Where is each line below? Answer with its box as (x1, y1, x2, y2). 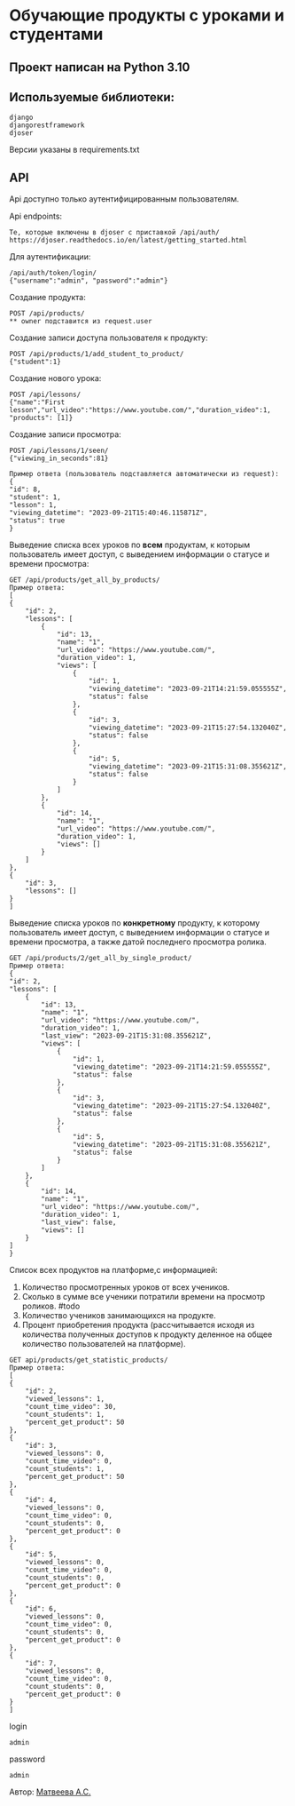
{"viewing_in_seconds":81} (9, 454, 109, 463)
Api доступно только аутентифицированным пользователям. (9, 194, 239, 204)
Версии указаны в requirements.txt (9, 144, 140, 155)
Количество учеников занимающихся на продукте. (21, 1310, 216, 1321)
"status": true (9, 516, 66, 525)
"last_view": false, (41, 1218, 117, 1227)
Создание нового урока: (9, 373, 102, 384)
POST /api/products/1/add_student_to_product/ (9, 350, 184, 359)
